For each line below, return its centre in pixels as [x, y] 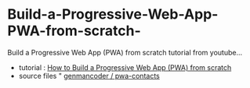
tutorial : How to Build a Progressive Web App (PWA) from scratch [125, 67]
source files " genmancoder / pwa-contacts [89, 76]
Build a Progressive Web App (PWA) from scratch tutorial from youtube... [125, 52]
